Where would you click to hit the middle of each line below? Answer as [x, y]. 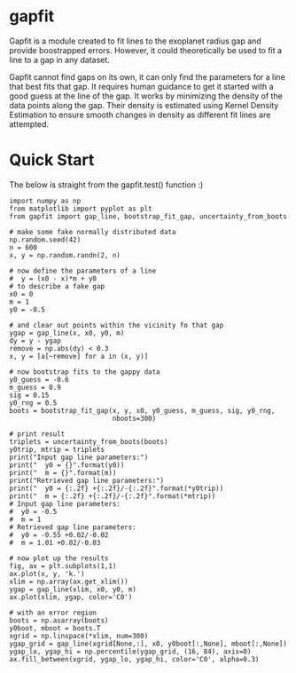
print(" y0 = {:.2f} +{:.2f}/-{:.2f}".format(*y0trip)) [117, 488]
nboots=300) [134, 418]
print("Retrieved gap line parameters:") [87, 480]
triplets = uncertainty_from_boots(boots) [89, 441]
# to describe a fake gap [57, 286]
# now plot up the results [59, 558]
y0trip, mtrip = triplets [57, 449]
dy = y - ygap [35, 340]
